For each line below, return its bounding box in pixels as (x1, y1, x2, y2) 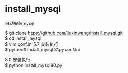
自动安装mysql (5, 20, 35, 26)
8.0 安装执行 (5, 56, 31, 62)
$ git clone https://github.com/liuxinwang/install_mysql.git (5, 30, 123, 36)
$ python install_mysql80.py (5, 62, 63, 68)
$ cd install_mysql (5, 35, 42, 41)
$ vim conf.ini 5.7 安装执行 (5, 41, 59, 47)
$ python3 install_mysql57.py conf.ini (5, 47, 80, 52)
